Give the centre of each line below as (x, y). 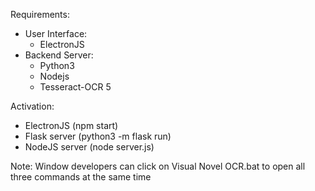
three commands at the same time (81, 177)
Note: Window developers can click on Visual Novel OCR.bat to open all (158, 166)
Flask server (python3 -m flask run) (98, 136)
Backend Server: (59, 55)
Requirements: (40, 14)
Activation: (32, 106)
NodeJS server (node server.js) (89, 147)
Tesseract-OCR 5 (75, 87)
